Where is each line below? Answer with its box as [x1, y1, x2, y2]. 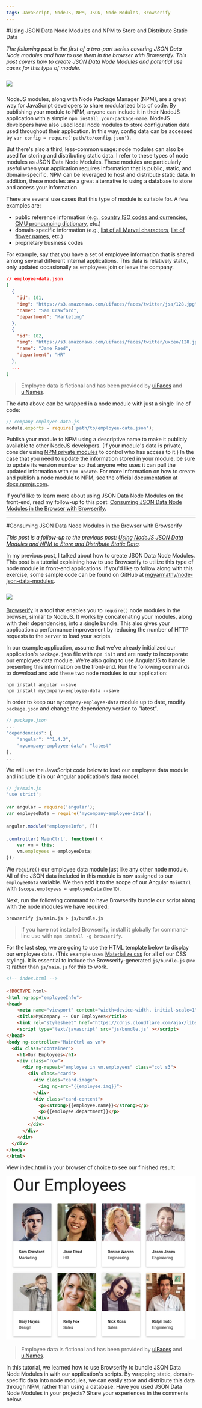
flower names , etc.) [14, 232, 63, 240]
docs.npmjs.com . [6, 481, 49, 488]
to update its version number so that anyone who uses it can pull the [6, 461, 176, 469]
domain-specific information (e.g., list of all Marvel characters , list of [14, 226, 185, 233]
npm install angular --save [6, 682, 77, 688]
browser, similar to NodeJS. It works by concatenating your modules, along [6, 613, 192, 621]
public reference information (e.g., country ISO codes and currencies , [14, 214, 188, 221]
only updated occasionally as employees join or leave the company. [6, 263, 174, 271]
